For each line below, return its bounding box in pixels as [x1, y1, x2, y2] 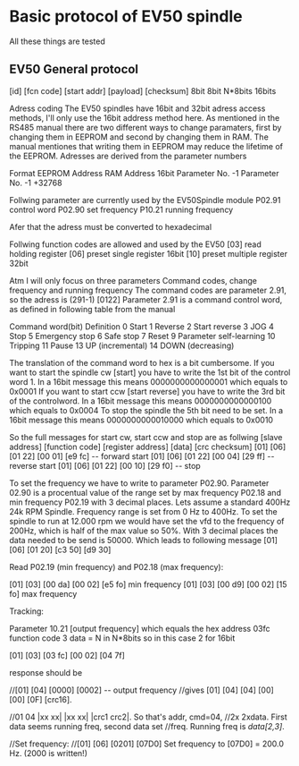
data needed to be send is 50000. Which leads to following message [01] [9, 534, 278, 545]
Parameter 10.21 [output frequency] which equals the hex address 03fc [9, 623, 270, 634]
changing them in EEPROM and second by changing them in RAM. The [9, 132, 270, 142]
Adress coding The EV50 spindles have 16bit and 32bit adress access [9, 103, 266, 114]
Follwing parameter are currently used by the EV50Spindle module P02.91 [9, 194, 281, 205]
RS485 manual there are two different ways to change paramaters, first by [9, 122, 282, 132]
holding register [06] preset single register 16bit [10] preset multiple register [9, 248, 288, 259]
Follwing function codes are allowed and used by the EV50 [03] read [9, 239, 262, 250]
